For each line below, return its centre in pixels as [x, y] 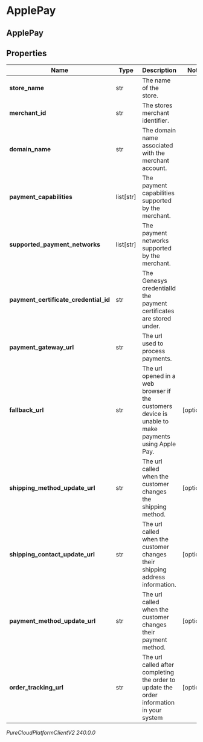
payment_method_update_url [53, 621]
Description [159, 70]
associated [157, 146]
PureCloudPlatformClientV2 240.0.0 [51, 733]
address [153, 577]
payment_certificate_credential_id [60, 300]
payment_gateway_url [42, 347]
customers [157, 406]
